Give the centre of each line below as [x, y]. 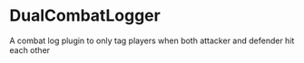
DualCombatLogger [85, 16]
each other [30, 49]
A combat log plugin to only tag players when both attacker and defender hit [152, 40]
